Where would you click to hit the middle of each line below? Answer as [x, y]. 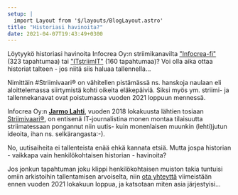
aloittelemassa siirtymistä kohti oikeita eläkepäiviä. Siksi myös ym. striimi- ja [118, 90]
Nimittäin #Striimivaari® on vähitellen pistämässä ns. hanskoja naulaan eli [114, 83]
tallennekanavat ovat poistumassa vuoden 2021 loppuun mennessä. [107, 98]
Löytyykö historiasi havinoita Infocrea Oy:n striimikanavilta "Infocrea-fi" [112, 54]
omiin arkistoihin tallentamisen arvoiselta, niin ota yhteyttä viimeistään [109, 177]
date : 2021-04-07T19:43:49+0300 [55, 34]
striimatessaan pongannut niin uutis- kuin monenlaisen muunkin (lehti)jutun [117, 127]
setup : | [20, 14]
